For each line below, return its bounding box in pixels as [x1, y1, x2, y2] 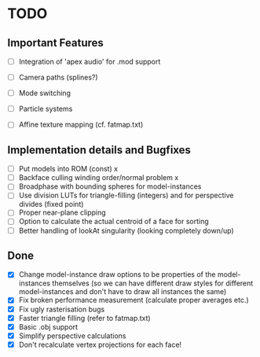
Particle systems [18, 104, 73, 114]
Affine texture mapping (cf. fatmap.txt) [18, 120, 144, 130]
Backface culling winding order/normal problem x [18, 173, 179, 182]
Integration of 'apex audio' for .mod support [18, 57, 161, 66]
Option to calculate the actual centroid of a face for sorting [18, 217, 209, 226]
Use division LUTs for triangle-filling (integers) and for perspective [18, 190, 234, 201]
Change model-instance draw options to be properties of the [18, 270, 216, 279]
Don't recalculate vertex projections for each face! [18, 340, 182, 349]
